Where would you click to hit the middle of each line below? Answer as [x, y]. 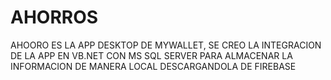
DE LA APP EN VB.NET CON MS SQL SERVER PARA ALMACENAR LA [151, 55]
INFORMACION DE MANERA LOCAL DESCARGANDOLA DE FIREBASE [153, 66]
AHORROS [54, 17]
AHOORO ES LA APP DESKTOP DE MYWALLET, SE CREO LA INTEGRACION [166, 45]
